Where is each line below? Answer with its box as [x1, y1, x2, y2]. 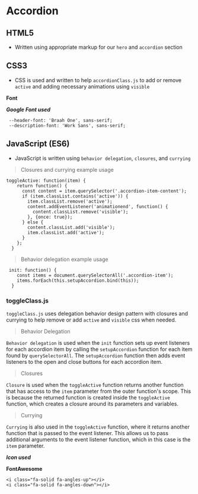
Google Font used [6, 106, 51, 113]
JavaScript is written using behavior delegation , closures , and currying [14, 155, 191, 162]
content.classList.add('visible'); [27, 224, 116, 230]
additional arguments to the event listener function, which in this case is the [6, 436, 191, 443]
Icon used [6, 454, 31, 461]
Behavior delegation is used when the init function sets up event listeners [6, 339, 190, 346]
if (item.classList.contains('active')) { [21, 193, 129, 199]
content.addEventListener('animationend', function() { [27, 203, 168, 209]
